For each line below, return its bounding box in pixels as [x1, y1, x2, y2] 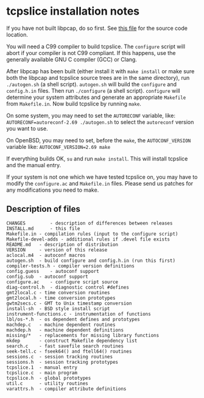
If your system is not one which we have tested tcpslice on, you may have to [6, 173, 198, 181]
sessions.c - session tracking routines [6, 353, 113, 360]
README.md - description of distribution [6, 241, 119, 248]
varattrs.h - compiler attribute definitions [6, 386, 127, 392]
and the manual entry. [6, 161, 62, 168]
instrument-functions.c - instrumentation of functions [6, 311, 151, 317]
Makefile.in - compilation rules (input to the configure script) [6, 231, 178, 237]
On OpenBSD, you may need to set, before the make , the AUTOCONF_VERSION [6, 136, 191, 144]
